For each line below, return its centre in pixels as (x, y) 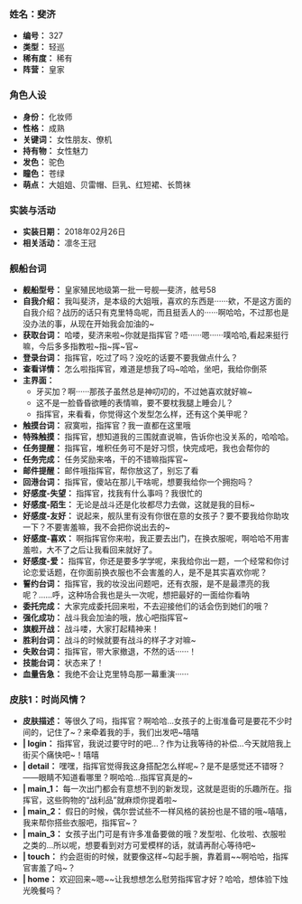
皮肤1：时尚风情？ (48, 700)
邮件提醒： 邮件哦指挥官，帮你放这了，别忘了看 (110, 471)
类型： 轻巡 (43, 47)
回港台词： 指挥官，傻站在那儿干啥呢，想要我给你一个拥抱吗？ (138, 482)
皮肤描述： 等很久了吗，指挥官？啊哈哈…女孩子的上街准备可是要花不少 (153, 721)
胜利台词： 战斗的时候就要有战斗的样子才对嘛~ (109, 640)
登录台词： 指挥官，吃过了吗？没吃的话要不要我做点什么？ (130, 358)
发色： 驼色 (43, 162)
